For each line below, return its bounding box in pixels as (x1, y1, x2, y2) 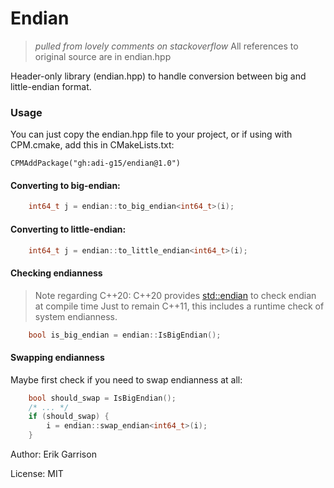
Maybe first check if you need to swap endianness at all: (10, 373, 243, 386)
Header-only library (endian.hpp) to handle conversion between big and (10, 70, 307, 82)
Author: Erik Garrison (10, 448, 97, 461)
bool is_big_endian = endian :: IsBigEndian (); (28, 330, 222, 340)
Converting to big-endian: (10, 179, 121, 191)
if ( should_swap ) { (28, 412, 110, 422)
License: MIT (10, 468, 64, 480)
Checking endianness (10, 267, 103, 279)
